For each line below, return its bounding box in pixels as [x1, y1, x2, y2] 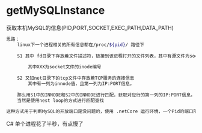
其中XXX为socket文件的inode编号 [28, 64, 102, 70]
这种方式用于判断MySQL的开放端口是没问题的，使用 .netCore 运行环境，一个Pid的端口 [6, 108, 194, 114]
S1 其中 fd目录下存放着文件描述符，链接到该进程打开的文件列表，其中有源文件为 [17, 53, 190, 59]
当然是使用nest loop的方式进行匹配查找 [17, 97, 104, 104]
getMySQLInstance [6, 4, 105, 17]
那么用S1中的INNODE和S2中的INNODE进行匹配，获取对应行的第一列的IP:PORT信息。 [17, 92, 195, 98]
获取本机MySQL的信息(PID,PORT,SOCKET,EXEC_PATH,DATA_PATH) [6, 24, 174, 31]
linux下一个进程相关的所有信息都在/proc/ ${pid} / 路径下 [17, 41, 144, 48]
